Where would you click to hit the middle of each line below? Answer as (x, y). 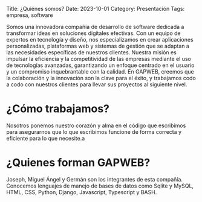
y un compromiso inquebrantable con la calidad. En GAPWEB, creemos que (100, 71)
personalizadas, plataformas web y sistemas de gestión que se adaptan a (98, 46)
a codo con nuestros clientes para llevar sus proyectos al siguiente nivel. (97, 84)
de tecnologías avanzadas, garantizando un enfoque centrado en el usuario (100, 65)
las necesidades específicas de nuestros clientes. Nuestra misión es (91, 52)
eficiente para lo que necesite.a (46, 138)
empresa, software (30, 15)
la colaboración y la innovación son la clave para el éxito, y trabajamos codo (101, 78)
